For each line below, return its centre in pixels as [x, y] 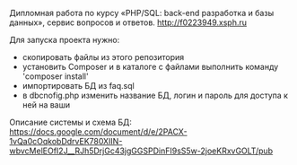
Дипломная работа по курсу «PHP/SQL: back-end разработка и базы [142, 13]
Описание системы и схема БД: [71, 122]
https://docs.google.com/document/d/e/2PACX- [98, 132]
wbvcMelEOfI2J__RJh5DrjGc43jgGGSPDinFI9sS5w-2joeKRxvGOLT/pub [141, 151]
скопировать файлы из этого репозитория [103, 57]
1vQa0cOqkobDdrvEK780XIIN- [66, 141]
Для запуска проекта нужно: [65, 40]
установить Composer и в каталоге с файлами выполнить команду [150, 67]
